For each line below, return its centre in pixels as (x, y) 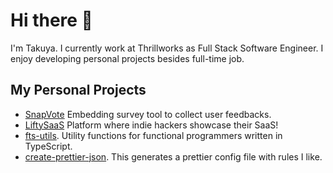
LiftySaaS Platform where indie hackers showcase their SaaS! (151, 125)
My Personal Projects (78, 90)
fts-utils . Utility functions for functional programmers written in (153, 135)
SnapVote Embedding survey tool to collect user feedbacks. (148, 114)
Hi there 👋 (51, 20)
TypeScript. (48, 146)
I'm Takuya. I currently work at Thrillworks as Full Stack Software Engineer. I (167, 48)
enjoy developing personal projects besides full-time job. (127, 58)
